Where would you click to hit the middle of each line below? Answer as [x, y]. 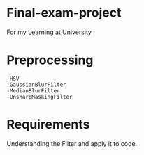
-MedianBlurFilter [33, 91]
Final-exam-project [64, 13]
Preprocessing [50, 60]
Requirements [48, 125]
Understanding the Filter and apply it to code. [72, 143]
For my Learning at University [49, 32]
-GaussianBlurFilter [37, 85]
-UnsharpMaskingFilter [39, 97]
